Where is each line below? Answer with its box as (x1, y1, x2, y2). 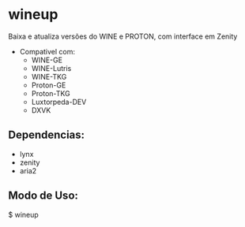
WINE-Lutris (31, 63, 72, 73)
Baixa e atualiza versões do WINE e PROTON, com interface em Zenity (8, 32, 238, 41)
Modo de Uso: (8, 189, 79, 203)
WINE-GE (31, 55, 63, 65)
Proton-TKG (31, 88, 70, 98)
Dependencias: (8, 128, 85, 142)
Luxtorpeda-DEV (31, 97, 87, 106)
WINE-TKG (31, 72, 67, 81)
